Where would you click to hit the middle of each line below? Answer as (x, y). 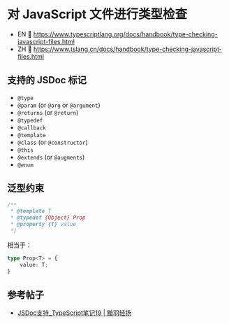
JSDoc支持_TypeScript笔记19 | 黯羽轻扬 (74, 313)
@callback (32, 128)
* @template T (31, 211)
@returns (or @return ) (48, 112)
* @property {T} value (43, 225)
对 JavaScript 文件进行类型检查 (97, 14)
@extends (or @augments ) (51, 157)
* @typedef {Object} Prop (48, 218)
